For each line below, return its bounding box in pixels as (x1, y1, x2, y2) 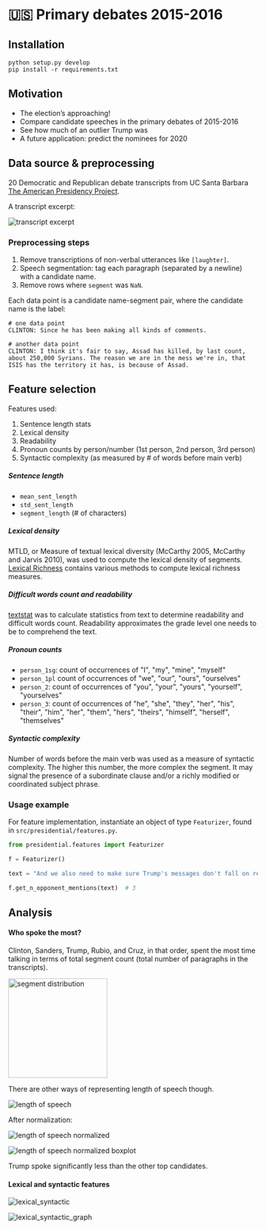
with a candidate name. (19, 272, 97, 281)
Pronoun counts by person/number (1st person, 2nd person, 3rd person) (19, 444, 256, 454)
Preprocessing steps (8, 237, 89, 248)
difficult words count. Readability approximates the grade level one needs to (8, 618, 257, 628)
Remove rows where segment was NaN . (19, 280, 144, 289)
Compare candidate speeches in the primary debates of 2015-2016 (19, 117, 239, 126)
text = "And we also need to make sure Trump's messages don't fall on (8, 869, 249, 877)
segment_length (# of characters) (19, 508, 127, 517)
